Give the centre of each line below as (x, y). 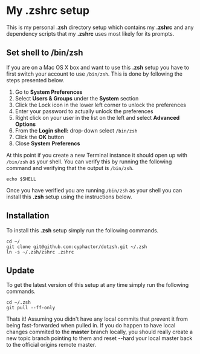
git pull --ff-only (31, 308)
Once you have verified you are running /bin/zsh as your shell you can (94, 190)
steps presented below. (35, 80)
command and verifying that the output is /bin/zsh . (70, 168)
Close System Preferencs (47, 143)
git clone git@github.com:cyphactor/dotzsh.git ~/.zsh (77, 247)
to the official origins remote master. (51, 345)
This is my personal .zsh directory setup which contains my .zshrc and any (100, 27)
